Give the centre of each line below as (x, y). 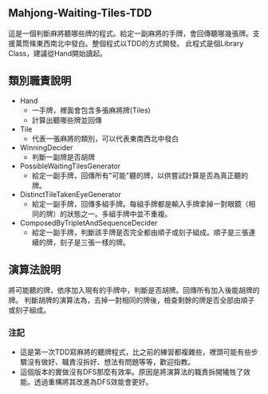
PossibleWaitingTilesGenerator (70, 166)
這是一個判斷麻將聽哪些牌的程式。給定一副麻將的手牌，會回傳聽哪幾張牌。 (130, 33)
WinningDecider (46, 148)
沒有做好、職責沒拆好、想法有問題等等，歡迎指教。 (111, 361)
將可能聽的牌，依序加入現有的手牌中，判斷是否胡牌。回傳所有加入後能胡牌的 (134, 290)
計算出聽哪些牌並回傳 (67, 120)
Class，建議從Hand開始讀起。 (58, 53)
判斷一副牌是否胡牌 (63, 157)
